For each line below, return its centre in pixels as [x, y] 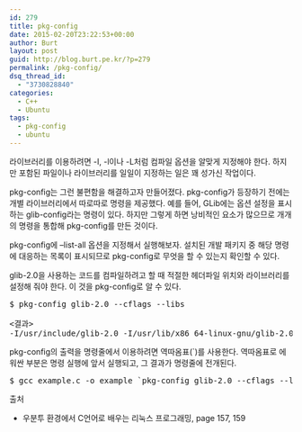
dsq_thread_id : [38, 76]
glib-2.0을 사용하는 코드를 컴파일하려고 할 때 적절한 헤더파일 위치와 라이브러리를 [150, 274]
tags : [19, 118]
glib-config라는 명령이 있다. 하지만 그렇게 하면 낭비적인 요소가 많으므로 [151, 214]
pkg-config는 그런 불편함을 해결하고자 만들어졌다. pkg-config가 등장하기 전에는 [150, 192]
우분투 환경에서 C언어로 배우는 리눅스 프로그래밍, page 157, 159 [134, 418]
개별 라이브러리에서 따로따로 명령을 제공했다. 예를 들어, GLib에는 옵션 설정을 [142, 202]
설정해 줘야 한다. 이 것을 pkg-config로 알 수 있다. [95, 286]
